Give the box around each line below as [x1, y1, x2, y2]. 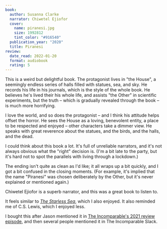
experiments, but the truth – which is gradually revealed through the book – [5, 97, 160, 103]
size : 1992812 [14, 30, 43, 35]
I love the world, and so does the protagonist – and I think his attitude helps [5, 112, 160, 118]
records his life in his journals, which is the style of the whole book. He [5, 87, 151, 93]
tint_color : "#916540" [14, 35, 61, 40]
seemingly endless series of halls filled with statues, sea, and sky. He [5, 81, 148, 87]
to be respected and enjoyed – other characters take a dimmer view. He [5, 123, 152, 129]
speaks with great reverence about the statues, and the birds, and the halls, [5, 128, 161, 134]
